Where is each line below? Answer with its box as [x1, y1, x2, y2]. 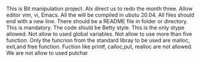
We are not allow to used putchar [6, 49, 88, 56]
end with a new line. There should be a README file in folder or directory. [6, 18, 188, 24]
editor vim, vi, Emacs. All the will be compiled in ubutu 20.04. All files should [6, 11, 195, 18]
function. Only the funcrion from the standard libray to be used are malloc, [6, 37, 190, 44]
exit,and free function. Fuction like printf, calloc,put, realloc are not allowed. [6, 43, 193, 50]
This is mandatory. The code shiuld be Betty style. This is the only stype [6, 24, 185, 31]
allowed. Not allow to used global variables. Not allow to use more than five [6, 30, 192, 38]
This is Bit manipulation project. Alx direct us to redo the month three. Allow [6, 5, 193, 12]
